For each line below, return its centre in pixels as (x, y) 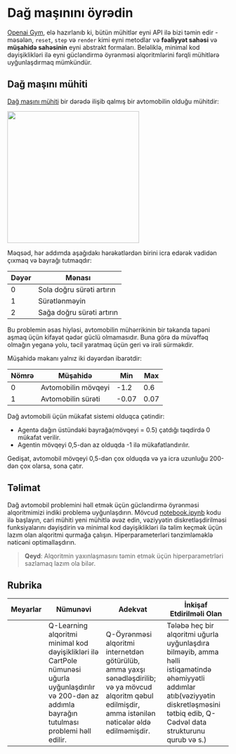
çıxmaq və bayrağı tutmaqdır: (50, 260)
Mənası (78, 278)
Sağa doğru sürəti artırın (78, 312)
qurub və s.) (187, 740)
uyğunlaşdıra (188, 643)
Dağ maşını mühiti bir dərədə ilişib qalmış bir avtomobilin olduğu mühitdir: (113, 101)
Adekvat (133, 609)
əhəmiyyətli (186, 678)
